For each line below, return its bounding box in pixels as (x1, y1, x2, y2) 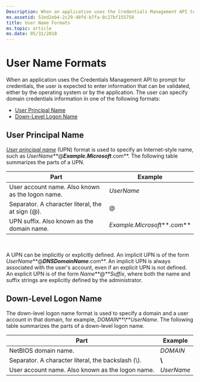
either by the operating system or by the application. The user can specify (6, 89, 188, 96)
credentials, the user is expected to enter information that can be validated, (6, 83, 191, 90)
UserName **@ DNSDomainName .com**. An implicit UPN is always (6, 257, 171, 265)
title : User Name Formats (6, 20, 70, 26)
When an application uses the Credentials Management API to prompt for (6, 76, 186, 83)
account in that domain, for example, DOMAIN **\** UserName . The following (6, 316, 193, 323)
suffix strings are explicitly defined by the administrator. (6, 276, 143, 283)
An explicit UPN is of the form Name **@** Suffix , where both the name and (6, 270, 190, 277)
